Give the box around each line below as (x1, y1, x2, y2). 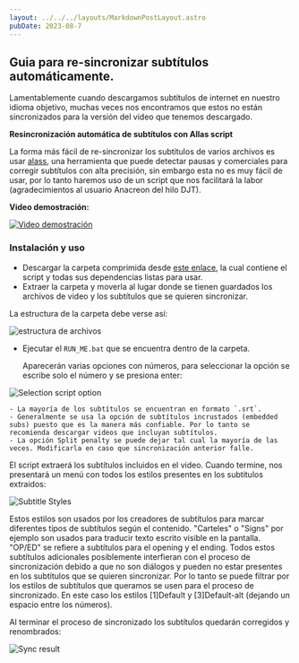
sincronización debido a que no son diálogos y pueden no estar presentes (9, 561, 283, 571)
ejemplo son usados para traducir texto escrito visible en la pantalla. (9, 532, 261, 543)
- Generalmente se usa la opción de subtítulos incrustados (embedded (9, 412, 278, 422)
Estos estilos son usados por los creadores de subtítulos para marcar (9, 513, 265, 524)
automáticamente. (9, 68, 115, 83)
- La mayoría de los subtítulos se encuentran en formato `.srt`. (9, 405, 262, 414)
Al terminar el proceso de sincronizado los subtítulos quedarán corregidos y (9, 616, 290, 627)
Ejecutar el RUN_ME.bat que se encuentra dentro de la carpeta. (21, 343, 251, 353)
